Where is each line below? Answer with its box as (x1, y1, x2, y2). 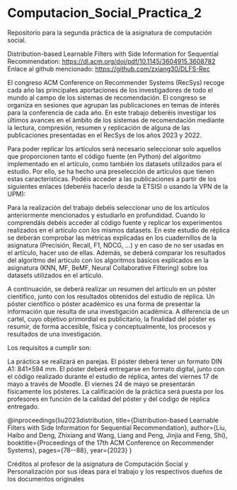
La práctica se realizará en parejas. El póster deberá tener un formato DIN (7, 357, 223, 366)
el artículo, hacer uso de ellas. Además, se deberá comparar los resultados (7, 248, 226, 257)
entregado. (7, 402, 40, 411)
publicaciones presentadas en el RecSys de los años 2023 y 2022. (7, 131, 202, 139)
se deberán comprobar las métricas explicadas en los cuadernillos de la (7, 233, 217, 242)
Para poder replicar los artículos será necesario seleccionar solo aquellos (7, 144, 221, 153)
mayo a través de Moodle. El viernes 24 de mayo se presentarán (7, 380, 195, 388)
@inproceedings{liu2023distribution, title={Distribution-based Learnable (7, 416, 219, 424)
